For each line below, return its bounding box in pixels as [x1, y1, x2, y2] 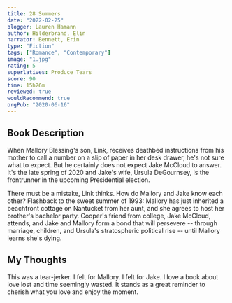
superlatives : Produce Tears [7, 69, 92, 76]
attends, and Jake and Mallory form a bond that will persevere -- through [7, 218, 218, 227]
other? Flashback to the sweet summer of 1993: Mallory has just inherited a [7, 197, 224, 205]
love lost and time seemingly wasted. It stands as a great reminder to [7, 280, 205, 288]
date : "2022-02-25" [7, 17, 64, 24]
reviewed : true [7, 88, 52, 95]
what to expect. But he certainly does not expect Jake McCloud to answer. [7, 160, 222, 169]
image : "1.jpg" [7, 56, 52, 63]
